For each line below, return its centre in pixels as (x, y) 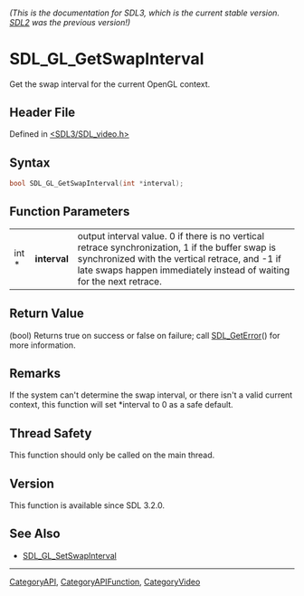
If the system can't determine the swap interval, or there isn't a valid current (151, 395)
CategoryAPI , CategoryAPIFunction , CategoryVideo (105, 582)
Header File (43, 112)
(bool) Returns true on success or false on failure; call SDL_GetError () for (145, 335)
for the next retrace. (120, 281)
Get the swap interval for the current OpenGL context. (110, 84)
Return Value (47, 314)
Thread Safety (51, 433)
